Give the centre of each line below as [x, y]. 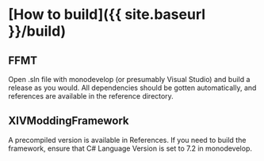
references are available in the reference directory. [91, 96]
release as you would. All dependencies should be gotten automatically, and [132, 88]
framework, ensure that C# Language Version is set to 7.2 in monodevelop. [130, 148]
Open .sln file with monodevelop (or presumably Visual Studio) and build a [129, 79]
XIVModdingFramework [69, 121]
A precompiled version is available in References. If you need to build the [127, 140]
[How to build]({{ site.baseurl [107, 15]
